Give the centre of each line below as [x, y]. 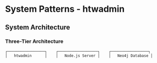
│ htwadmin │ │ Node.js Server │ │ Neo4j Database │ [79, 56]
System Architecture [38, 27]
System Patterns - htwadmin [65, 9]
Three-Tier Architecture [34, 41]
